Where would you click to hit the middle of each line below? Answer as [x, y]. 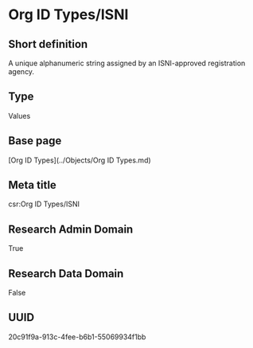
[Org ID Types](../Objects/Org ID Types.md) [80, 160]
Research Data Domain [66, 274]
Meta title [33, 185]
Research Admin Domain [71, 229]
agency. [21, 72]
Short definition [48, 44]
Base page [35, 141]
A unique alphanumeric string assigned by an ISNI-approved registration [127, 63]
